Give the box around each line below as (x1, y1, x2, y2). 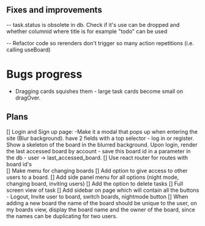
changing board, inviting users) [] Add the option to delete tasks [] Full (6, 180, 184, 187)
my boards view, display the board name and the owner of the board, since (6, 206, 196, 213)
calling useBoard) (6, 46, 51, 53)
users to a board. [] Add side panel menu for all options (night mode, (6, 173, 179, 181)
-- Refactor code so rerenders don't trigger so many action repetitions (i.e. (6, 39, 195, 46)
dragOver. (15, 94, 41, 101)
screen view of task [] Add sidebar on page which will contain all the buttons (6, 186, 199, 194)
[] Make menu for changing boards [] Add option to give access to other (6, 167, 188, 174)
